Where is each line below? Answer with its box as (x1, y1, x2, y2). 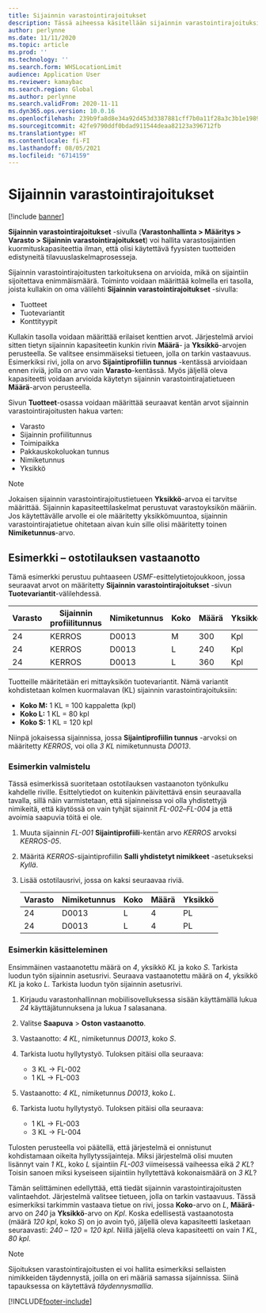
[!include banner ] (8, 211, 65, 222)
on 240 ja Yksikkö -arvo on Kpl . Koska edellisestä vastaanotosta (25, 1208, 234, 1218)
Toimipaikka (19, 439, 59, 448)
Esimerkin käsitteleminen (8, 944, 108, 955)
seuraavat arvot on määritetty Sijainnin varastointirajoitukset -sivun (8, 580, 232, 590)
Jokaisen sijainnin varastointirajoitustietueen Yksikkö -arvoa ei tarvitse (8, 494, 237, 504)
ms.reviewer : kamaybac (8, 78, 83, 86)
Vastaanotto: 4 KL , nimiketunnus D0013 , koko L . (19, 1088, 177, 1098)
